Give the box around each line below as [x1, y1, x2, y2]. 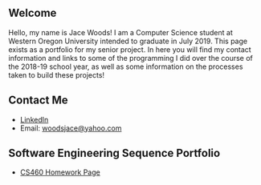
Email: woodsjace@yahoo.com [19, 123, 122, 133]
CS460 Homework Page [19, 167, 100, 177]
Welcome [8, 6, 57, 20]
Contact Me [8, 94, 68, 107]
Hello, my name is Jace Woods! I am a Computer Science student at [8, 27, 233, 37]
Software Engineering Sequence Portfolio [8, 147, 221, 160]
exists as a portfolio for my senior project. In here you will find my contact [8, 44, 251, 54]
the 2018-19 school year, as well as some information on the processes [8, 62, 243, 71]
